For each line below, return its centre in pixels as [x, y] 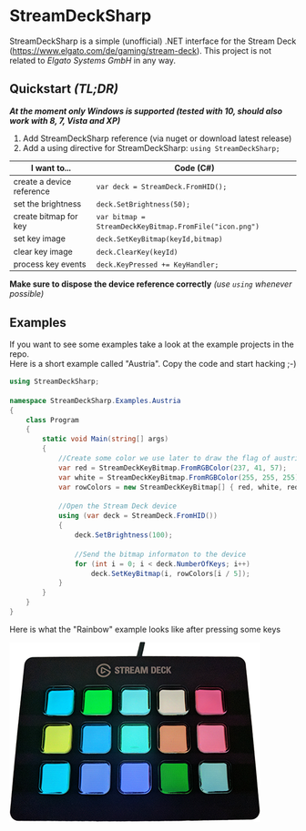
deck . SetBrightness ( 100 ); [123, 535]
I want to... [51, 168]
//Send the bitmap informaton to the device [160, 554]
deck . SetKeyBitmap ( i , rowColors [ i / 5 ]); [170, 573]
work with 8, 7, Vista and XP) [65, 120]
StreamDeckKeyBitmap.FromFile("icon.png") [178, 227]
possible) [27, 294]
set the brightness [47, 203]
